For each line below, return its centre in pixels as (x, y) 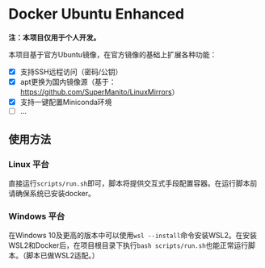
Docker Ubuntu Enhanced (96, 14)
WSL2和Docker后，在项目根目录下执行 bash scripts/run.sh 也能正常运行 (128, 245)
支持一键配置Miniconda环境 (66, 103)
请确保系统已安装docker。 (52, 193)
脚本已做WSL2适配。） (62, 256)
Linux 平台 (29, 164)
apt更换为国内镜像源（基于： (68, 82)
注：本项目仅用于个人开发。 (55, 37)
